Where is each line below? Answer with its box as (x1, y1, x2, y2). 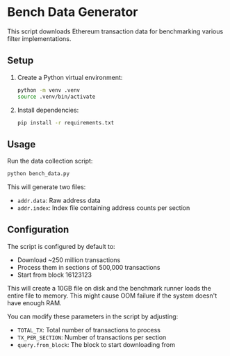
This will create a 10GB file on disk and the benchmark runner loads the (7, 284, 212, 292)
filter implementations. (7, 34, 72, 42)
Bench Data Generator (7, 4, 138, 20)
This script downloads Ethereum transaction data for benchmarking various (7, 27, 224, 35)
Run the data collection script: (7, 157, 93, 165)
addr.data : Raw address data (17, 196, 101, 205)
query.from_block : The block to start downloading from (17, 340, 176, 348)
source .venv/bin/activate (17, 93, 96, 100)
